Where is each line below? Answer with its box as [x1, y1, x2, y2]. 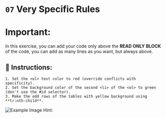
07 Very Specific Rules [5, 4, 101, 15]
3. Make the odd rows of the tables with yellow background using [5, 94, 147, 99]
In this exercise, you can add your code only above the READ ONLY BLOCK [5, 43, 161, 49]
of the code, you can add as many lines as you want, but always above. [5, 49, 153, 55]
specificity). [5, 80, 35, 86]
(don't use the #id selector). [5, 89, 71, 94]
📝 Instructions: [5, 63, 53, 71]
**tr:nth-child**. [5, 98, 44, 103]
